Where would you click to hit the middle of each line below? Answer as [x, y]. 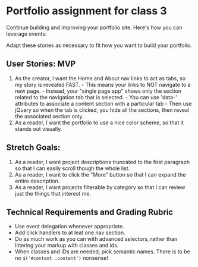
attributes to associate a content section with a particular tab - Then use [103, 103]
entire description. [37, 181]
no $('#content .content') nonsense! [62, 258]
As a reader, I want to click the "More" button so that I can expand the [100, 174]
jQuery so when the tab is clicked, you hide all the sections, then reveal [102, 110]
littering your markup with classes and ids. [67, 246]
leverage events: [26, 33]
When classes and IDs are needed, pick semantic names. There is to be [102, 252]
